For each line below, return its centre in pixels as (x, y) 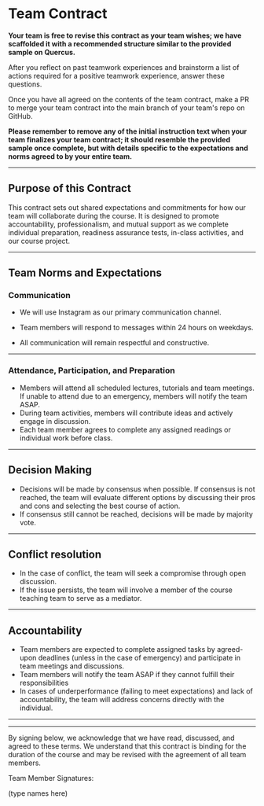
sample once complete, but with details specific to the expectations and (128, 148)
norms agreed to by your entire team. (70, 156)
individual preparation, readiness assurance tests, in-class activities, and (126, 232)
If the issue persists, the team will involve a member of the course (126, 590)
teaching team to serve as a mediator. (81, 598)
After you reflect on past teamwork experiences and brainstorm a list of (124, 67)
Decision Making (50, 470)
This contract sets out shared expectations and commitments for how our (127, 207)
